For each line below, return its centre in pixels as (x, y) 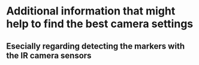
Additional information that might (91, 11)
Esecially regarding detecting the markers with (95, 46)
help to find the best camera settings (100, 24)
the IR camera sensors (49, 55)
